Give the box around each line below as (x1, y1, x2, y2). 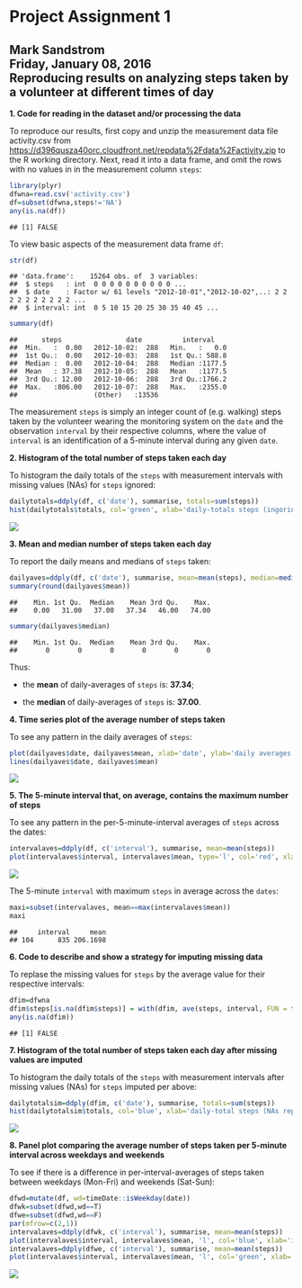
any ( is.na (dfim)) (9, 1013, 75, 1022)
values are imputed (9, 1054, 83, 1065)
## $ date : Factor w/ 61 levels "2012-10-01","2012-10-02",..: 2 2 (9, 288, 288, 297)
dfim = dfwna (9, 995, 50, 1004)
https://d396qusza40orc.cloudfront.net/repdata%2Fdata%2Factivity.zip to (9, 145, 286, 155)
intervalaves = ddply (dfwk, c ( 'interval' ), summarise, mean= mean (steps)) (9, 1227, 283, 1237)
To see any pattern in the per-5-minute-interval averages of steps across (9, 817, 280, 828)
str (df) (9, 256, 39, 265)
